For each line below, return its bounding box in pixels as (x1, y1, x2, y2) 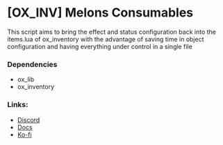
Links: (7, 100, 28, 110)
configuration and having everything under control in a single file (7, 42, 192, 50)
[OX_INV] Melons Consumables (7, 5, 193, 21)
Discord (17, 115, 40, 124)
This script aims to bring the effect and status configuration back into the (7, 28, 217, 36)
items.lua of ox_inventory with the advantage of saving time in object (7, 35, 204, 43)
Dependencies (7, 59, 58, 69)
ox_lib (17, 75, 35, 84)
